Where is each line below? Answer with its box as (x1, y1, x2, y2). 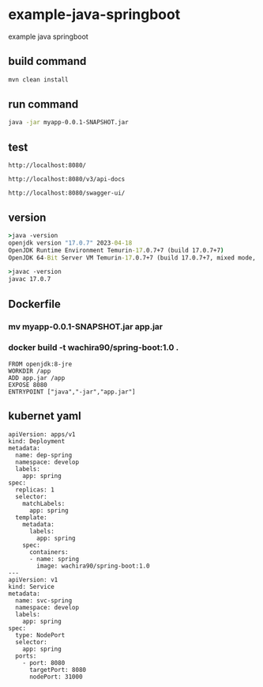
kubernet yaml (8, 409, 81, 423)
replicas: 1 (15, 485, 55, 494)
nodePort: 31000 (28, 673, 83, 681)
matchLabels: (22, 499, 66, 507)
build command (8, 55, 87, 68)
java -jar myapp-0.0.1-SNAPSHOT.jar (8, 119, 129, 127)
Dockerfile (8, 297, 62, 310)
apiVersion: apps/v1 (8, 430, 77, 438)
